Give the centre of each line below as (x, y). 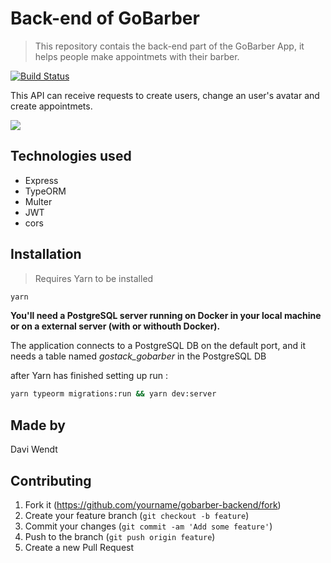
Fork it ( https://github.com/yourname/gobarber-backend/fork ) (153, 504)
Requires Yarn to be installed (94, 278)
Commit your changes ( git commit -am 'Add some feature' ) (148, 526)
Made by (38, 425)
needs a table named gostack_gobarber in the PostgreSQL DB (138, 356)
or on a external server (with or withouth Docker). (115, 326)
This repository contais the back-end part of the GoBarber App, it (169, 46)
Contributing (51, 480)
